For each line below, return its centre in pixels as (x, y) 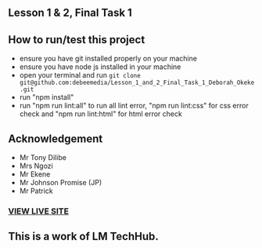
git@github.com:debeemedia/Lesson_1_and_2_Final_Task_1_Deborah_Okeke (137, 83)
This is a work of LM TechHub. (83, 237)
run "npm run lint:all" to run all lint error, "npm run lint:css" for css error (134, 106)
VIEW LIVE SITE (38, 211)
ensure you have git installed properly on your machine (108, 59)
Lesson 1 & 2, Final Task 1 (70, 13)
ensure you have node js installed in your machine (100, 67)
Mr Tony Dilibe (43, 158)
